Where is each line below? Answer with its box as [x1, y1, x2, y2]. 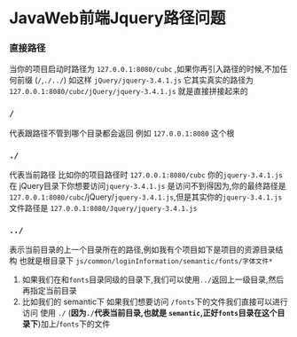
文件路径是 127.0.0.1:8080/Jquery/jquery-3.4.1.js [9, 203, 198, 214]
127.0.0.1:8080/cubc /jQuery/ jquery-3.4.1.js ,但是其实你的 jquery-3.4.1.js [9, 192, 283, 202]
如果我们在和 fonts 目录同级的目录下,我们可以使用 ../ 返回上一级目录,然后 [21, 274, 285, 285]
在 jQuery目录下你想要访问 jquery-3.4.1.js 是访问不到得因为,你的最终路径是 [9, 181, 286, 192]
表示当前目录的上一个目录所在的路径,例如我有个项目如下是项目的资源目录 [9, 245, 277, 255]
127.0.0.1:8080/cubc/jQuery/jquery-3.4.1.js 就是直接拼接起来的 [9, 86, 248, 97]
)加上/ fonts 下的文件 [37, 318, 111, 329]
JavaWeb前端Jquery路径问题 [9, 8, 226, 28]
